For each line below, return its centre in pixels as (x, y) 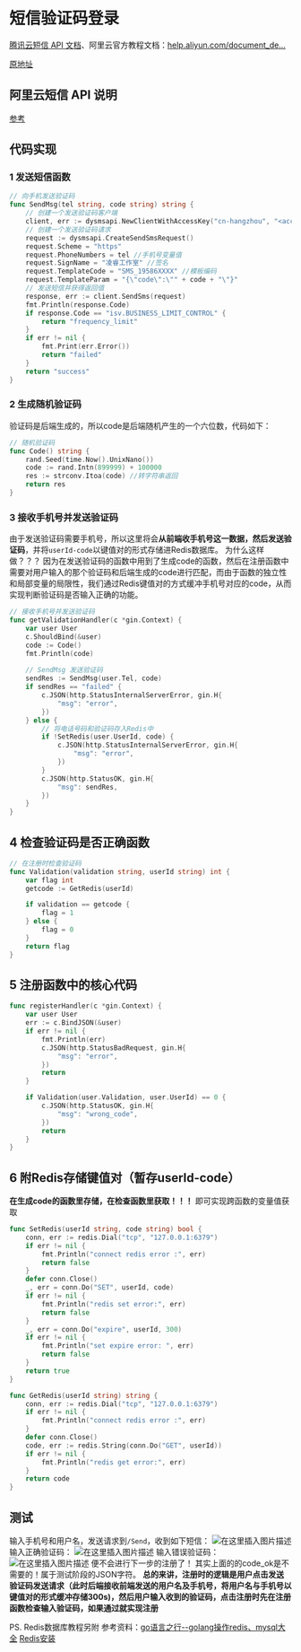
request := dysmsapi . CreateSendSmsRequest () (110, 238)
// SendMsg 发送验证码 (64, 670)
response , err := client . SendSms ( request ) (106, 296)
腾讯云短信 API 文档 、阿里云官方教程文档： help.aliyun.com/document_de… (148, 45)
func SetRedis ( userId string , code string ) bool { (106, 1229)
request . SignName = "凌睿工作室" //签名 (97, 263)
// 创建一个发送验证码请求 (68, 230)
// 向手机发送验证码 (42, 197)
